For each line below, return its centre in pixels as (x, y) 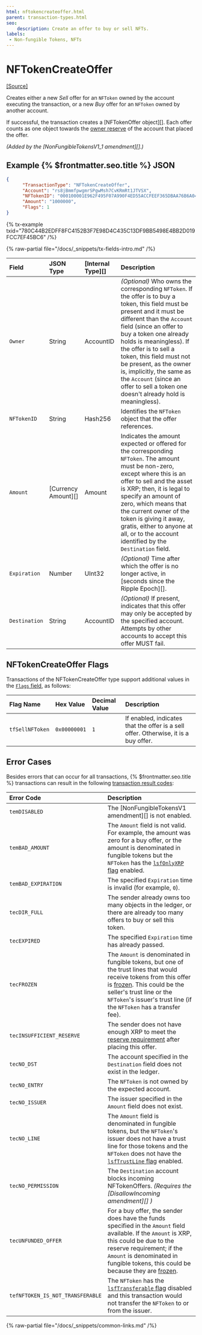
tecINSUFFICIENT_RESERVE (45, 1035)
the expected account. (139, 1089)
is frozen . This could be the (146, 985)
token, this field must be (155, 304)
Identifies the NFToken (151, 411)
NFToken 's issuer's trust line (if (150, 1000)
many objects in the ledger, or (149, 905)
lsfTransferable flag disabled (150, 1288)
